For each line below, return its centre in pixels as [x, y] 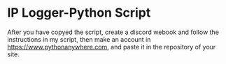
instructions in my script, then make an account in [79, 39]
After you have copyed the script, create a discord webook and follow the [113, 32]
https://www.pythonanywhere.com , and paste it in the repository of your [112, 47]
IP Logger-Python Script [79, 13]
